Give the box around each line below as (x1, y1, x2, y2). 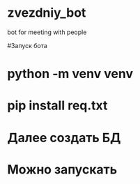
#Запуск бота (7, 41, 47, 49)
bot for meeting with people (7, 28, 87, 36)
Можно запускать (7, 162, 117, 177)
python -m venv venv (7, 66, 134, 82)
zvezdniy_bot (7, 5, 86, 21)
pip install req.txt (7, 98, 108, 114)
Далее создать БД (7, 130, 121, 146)
